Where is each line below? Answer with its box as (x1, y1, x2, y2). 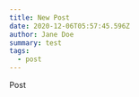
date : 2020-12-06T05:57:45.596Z (9, 22, 130, 31)
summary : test (9, 38, 63, 48)
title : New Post (9, 13, 70, 22)
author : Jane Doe (9, 30, 74, 39)
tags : (9, 47, 30, 56)
